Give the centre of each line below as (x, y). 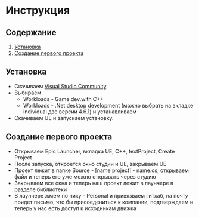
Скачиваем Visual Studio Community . (61, 86)
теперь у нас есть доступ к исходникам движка (75, 208)
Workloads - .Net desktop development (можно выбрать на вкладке (108, 105)
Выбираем (28, 93)
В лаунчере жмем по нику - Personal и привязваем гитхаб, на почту (101, 195)
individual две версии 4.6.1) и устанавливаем (80, 112)
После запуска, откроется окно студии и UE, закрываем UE (90, 164)
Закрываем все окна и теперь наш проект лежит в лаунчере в (94, 183)
